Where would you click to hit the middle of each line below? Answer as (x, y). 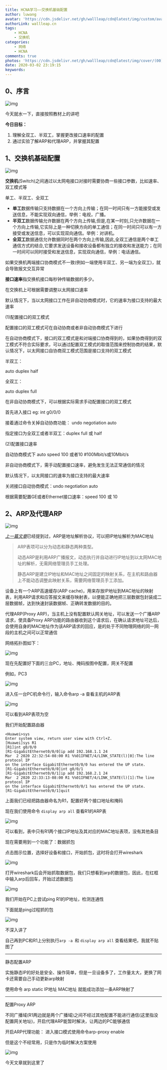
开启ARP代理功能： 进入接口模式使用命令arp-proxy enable (65, 1032)
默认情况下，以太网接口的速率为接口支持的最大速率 (57, 475)
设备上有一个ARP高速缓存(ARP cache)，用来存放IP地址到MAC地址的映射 (79, 591)
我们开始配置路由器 (25, 725)
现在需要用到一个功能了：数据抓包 (40, 842)
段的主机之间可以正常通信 (31, 632)
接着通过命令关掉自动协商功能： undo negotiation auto (61, 423)
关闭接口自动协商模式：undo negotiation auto (52, 486)
